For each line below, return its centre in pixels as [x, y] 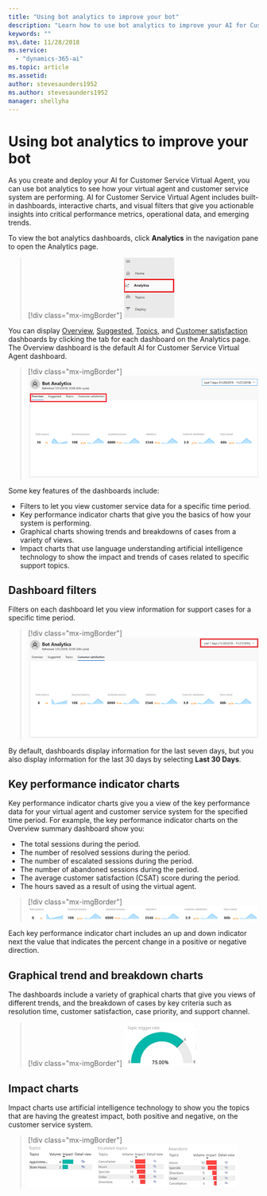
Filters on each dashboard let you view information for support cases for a [130, 609]
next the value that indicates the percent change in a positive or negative [128, 942]
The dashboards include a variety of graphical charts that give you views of [132, 995]
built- [250, 197]
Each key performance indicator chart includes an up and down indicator [128, 934]
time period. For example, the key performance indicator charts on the [123, 820]
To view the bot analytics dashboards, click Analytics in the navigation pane [133, 238]
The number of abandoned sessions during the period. [109, 870]
